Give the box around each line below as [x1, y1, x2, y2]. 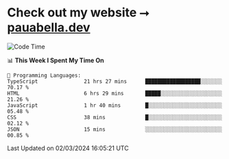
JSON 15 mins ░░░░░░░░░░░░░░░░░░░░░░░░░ [7, 125, 223, 133]
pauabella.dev [7, 20, 91, 36]
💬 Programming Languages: [7, 72, 81, 79]
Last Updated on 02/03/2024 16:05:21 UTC [7, 144, 129, 152]
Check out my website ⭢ [7, 5, 149, 21]
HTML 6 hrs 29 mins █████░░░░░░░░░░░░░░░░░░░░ [7, 90, 223, 97]
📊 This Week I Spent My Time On [7, 56, 104, 64]
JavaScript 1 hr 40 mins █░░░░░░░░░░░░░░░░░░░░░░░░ [7, 101, 223, 109]
